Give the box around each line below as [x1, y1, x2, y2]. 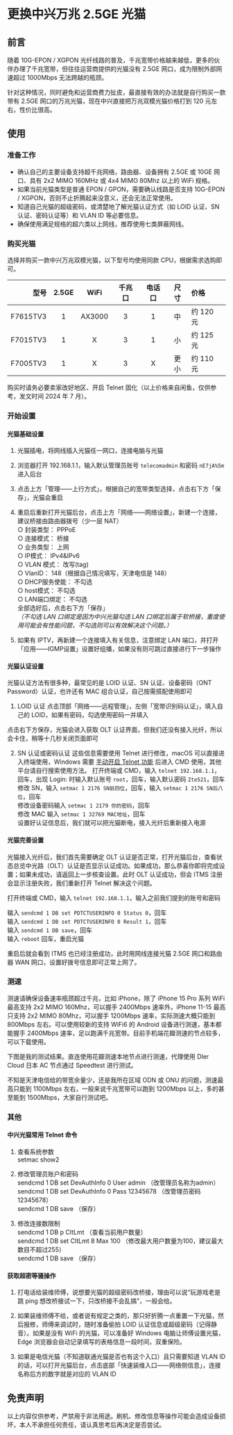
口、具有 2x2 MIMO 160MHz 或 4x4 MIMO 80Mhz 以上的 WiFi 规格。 [17, 176, 214, 184]
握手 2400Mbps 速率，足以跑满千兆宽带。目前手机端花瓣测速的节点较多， [12, 1029, 225, 1037]
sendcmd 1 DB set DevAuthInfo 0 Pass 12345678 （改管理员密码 [17, 1187, 201, 1195]
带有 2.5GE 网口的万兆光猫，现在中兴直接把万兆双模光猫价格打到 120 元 [7, 97, 212, 105]
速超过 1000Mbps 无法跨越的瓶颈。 [7, 74, 108, 81]
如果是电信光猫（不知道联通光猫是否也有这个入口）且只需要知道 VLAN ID [17, 1352, 226, 1361]
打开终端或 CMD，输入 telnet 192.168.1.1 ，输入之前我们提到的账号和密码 [7, 893, 221, 901]
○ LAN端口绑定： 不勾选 [17, 595, 88, 604]
